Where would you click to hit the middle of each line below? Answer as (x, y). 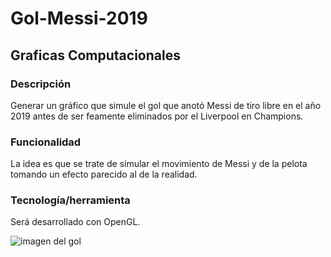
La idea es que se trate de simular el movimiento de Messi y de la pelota (159, 164)
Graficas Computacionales (95, 55)
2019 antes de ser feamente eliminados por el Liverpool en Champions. (157, 116)
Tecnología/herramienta (70, 200)
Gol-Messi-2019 (79, 18)
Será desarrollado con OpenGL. (75, 222)
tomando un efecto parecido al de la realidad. (104, 174)
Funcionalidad (46, 142)
